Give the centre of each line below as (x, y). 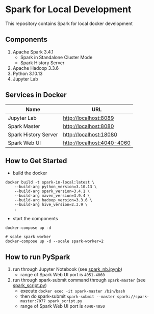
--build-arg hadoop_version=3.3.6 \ (54, 200)
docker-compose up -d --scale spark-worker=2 (54, 241)
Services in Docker (36, 95)
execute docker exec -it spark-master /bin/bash (73, 291)
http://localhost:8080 (88, 126)
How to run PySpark (38, 257)
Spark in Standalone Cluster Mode (56, 57)
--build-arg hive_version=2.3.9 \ (51, 205)
